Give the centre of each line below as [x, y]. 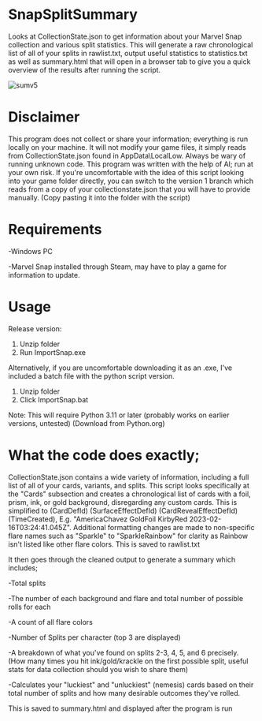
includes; [23, 568]
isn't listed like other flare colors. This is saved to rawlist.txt [104, 544]
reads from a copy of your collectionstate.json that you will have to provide [129, 189]
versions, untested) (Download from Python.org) [87, 423]
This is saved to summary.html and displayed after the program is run [120, 708]
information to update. [44, 275]
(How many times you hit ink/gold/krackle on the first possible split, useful [129, 661]
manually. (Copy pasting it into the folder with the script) [100, 197]
